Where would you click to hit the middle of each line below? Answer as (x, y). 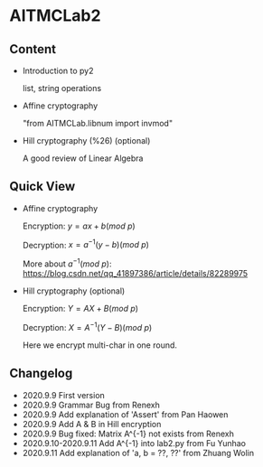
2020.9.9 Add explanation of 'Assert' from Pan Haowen (125, 414)
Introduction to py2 (58, 70)
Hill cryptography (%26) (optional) (86, 140)
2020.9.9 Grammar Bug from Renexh (91, 405)
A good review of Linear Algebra (83, 158)
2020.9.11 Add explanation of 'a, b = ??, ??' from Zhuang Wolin (138, 453)
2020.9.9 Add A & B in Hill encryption (92, 424)
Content (33, 49)
